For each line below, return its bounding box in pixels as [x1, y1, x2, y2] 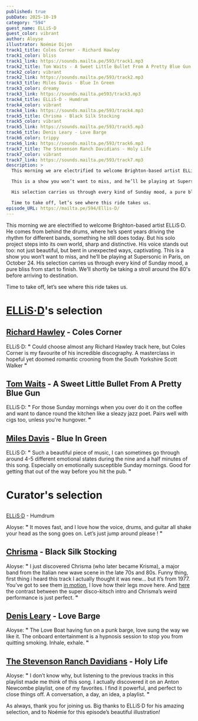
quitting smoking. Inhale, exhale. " [6, 639, 90, 647]
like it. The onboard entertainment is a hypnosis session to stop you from [6, 633, 183, 640]
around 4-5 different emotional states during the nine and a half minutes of [6, 455, 188, 462]
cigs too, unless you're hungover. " [6, 416, 91, 423]
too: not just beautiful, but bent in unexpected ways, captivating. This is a [6, 246, 184, 254]
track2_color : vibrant [6, 69, 62, 75]
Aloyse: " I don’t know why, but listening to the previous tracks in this [6, 672, 174, 679]
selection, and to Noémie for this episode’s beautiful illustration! [6, 709, 161, 716]
